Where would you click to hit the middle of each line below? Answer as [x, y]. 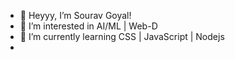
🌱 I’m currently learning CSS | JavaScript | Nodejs [122, 36]
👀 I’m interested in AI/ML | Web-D [88, 26]
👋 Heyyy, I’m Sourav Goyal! [75, 15]
